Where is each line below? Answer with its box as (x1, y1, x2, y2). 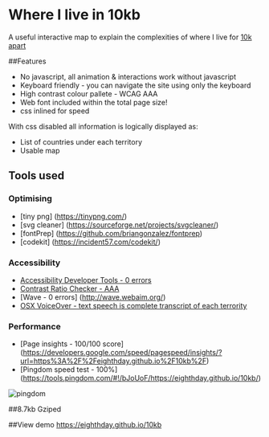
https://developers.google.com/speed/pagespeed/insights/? (22, 348, 222, 357)
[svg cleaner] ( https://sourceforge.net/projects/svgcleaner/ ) (19, 219, 219, 230)
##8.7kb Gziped (8, 404, 62, 415)
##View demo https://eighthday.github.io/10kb (8, 420, 162, 430)
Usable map (19, 145, 60, 155)
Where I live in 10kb (8, 6, 141, 24)
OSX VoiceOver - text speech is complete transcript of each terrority (19, 300, 247, 310)
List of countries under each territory (19, 137, 143, 146)
